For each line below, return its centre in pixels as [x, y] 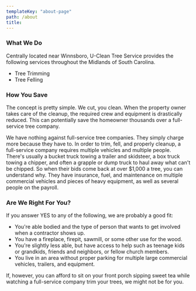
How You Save [27, 94]
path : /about [22, 17]
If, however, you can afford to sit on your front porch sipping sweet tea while [98, 276]
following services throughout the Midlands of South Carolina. [81, 62]
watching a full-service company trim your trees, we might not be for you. [95, 282]
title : [14, 22]
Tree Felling [29, 79]
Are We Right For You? [39, 202]
